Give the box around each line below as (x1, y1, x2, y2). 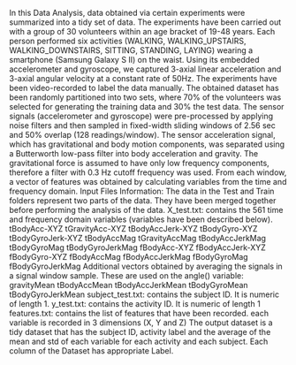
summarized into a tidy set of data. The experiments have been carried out (9, 17, 282, 27)
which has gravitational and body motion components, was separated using (9, 139, 285, 149)
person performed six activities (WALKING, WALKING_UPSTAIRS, (9, 35, 247, 46)
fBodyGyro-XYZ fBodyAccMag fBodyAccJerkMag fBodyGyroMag (9, 252, 249, 262)
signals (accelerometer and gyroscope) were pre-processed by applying (9, 110, 274, 121)
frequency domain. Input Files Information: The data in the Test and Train (9, 186, 275, 196)
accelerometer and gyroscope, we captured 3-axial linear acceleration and (9, 64, 282, 74)
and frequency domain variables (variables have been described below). (9, 214, 273, 224)
